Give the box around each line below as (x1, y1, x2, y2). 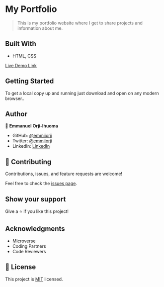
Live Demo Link (5, 62, 37, 68)
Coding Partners (12, 243, 46, 249)
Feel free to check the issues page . (5, 181, 77, 187)
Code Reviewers (12, 248, 46, 254)
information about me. (17, 25, 63, 31)
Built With (5, 40, 36, 48)
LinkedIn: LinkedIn (12, 143, 50, 149)
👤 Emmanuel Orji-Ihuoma (5, 123, 58, 129)
